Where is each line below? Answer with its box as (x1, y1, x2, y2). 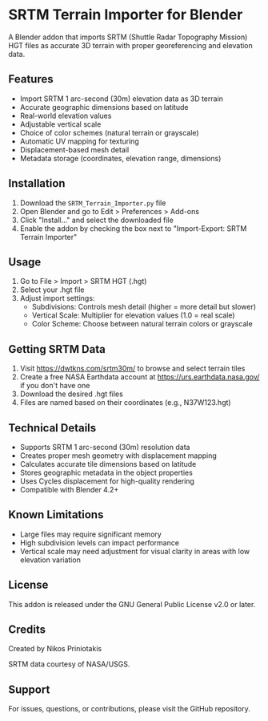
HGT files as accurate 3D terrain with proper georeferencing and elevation (8, 40, 254, 50)
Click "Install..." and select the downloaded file (19, 215, 174, 225)
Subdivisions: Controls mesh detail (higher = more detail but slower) (31, 302, 257, 312)
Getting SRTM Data (8, 342, 106, 356)
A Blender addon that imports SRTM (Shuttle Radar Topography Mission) (8, 32, 248, 42)
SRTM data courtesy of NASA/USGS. (8, 659, 130, 669)
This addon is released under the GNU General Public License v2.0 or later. (8, 599, 256, 609)
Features (8, 72, 54, 86)
